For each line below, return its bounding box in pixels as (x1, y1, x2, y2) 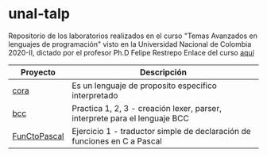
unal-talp (8, 5, 70, 23)
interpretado (71, 90, 118, 101)
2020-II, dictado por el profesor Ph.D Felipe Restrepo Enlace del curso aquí (8, 48, 254, 57)
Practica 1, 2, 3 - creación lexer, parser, (71, 102, 222, 113)
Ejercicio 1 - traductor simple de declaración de (71, 125, 252, 136)
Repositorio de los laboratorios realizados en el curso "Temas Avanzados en (8, 31, 258, 40)
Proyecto (21, 67, 56, 78)
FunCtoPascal (12, 130, 64, 141)
